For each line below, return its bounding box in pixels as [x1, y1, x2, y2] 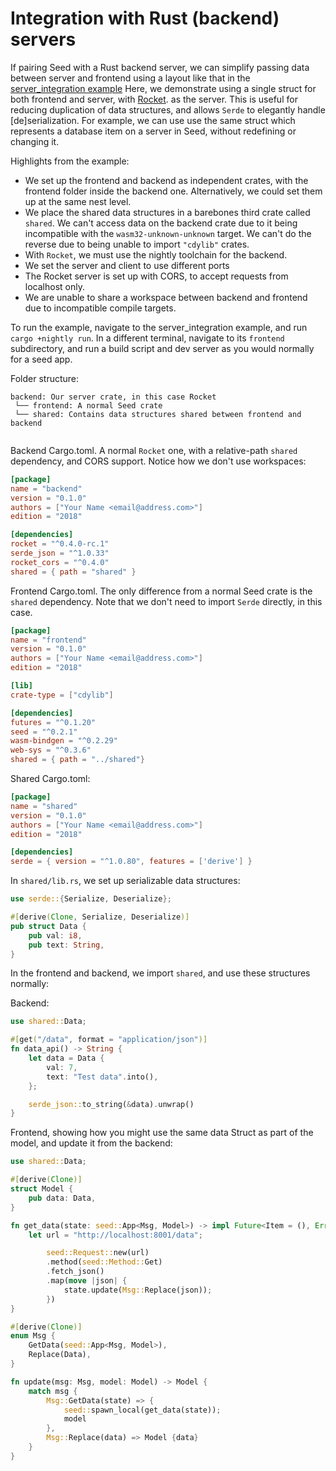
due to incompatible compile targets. [24, 302, 177, 314]
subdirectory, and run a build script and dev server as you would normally [10, 342, 315, 354]
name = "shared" [10, 801, 78, 811]
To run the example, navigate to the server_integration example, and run [10, 321, 308, 333]
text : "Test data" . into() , [46, 1072, 159, 1082]
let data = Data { [28, 1053, 105, 1064]
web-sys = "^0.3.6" [10, 745, 92, 756]
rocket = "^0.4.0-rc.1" [10, 539, 110, 549]
